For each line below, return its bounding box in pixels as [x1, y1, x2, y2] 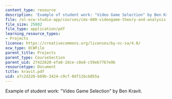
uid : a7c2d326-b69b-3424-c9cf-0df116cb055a [5, 74, 100, 79]
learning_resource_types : [5, 31, 60, 36]
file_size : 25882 [5, 21, 42, 27]
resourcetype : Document [5, 64, 56, 69]
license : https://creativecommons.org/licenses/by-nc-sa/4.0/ [5, 41, 141, 46]
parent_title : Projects [5, 50, 56, 55]
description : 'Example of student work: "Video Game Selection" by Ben [5, 12, 161, 17]
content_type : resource [5, 7, 56, 13]
